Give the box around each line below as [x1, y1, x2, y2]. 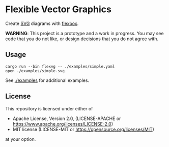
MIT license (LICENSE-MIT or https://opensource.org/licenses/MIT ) [12, 126, 154, 132]
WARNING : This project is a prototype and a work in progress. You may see [5, 30, 164, 36]
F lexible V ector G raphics [5, 4, 112, 15]
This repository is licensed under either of [5, 105, 93, 111]
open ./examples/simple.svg [5, 68, 65, 73]
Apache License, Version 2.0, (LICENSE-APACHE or [12, 115, 121, 122]
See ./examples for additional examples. [5, 77, 90, 83]
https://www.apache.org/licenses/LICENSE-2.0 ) [12, 121, 114, 127]
